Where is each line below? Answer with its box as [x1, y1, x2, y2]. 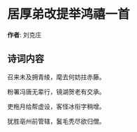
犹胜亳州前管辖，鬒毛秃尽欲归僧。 [7, 117, 106, 125]
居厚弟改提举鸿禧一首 [7, 6, 131, 22]
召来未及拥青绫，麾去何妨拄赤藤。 [7, 72, 106, 81]
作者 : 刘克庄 [7, 31, 42, 39]
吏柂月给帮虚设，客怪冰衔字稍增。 [7, 102, 106, 110]
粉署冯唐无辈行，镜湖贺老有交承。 [7, 88, 106, 96]
